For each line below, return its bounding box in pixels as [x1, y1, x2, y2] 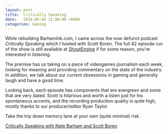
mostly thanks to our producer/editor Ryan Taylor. [5, 103, 108, 109]
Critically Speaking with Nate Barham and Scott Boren [5, 123, 118, 129]
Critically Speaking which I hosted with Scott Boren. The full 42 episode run [5, 41, 163, 47]
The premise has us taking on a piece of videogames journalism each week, [5, 61, 163, 67]
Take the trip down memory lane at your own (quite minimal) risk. [5, 113, 140, 119]
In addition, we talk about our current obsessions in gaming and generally [5, 72, 158, 78]
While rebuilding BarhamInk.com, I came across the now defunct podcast [5, 35, 158, 41]
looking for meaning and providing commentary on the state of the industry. [5, 67, 163, 73]
